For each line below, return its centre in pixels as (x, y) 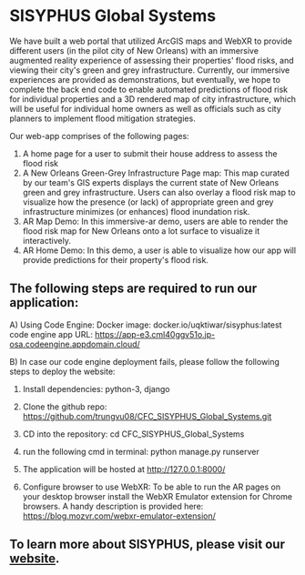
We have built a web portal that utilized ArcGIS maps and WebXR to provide (151, 41)
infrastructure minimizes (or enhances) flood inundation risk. (136, 211)
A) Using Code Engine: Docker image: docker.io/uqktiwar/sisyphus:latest (146, 325)
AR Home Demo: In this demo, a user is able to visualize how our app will (159, 250)
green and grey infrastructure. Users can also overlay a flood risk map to (159, 192)
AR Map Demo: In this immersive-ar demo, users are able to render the (155, 221)
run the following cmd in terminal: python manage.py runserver (141, 451)
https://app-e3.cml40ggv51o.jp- (155, 334)
